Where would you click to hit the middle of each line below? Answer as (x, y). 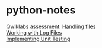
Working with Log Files (34, 32)
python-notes (41, 10)
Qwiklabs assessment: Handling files (51, 26)
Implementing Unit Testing (38, 39)
